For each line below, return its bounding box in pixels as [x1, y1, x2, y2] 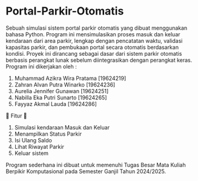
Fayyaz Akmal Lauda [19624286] [14, 100, 97, 107]
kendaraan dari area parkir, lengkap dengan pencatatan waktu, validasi [5, 37, 183, 44]
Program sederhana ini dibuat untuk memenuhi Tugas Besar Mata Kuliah [5, 161, 186, 168]
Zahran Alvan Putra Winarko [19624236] [14, 81, 116, 88]
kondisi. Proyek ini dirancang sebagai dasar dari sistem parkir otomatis [5, 50, 182, 57]
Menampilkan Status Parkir [14, 130, 82, 137]
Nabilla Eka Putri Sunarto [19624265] [14, 94, 107, 101]
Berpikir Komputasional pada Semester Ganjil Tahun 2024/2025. [5, 168, 167, 175]
